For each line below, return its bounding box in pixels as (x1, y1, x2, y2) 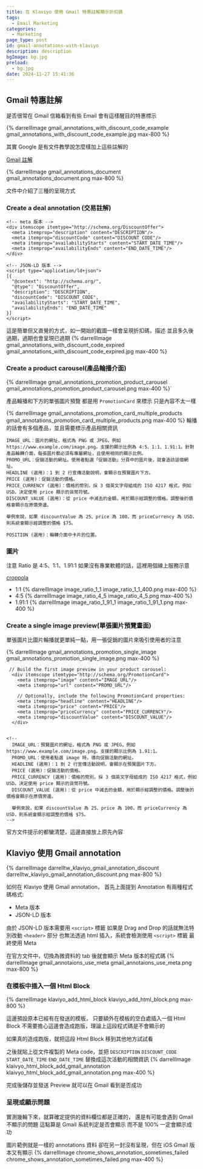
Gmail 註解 (6, 156, 33, 164)
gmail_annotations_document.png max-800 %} (6, 175, 124, 182)
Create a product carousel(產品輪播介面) (6, 364, 127, 373)
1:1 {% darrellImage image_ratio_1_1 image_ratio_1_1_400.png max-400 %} (15, 586, 197, 593)
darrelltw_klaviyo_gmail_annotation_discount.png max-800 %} (6, 871, 162, 878)
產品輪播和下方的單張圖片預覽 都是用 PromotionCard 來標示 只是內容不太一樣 (6, 397, 196, 404)
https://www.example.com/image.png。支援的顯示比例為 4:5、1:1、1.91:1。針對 (6, 444, 195, 450)
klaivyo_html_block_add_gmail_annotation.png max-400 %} (6, 1069, 155, 1076)
